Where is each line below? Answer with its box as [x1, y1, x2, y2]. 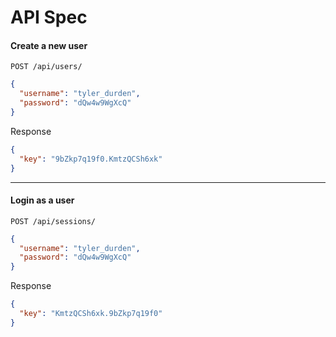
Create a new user [10, 39, 88, 51]
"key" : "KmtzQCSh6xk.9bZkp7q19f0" [19, 309, 163, 319]
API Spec [10, 6, 88, 29]
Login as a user [10, 194, 75, 206]
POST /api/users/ [10, 62, 83, 72]
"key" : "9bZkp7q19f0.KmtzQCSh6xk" [19, 154, 163, 164]
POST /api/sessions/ [10, 216, 97, 226]
